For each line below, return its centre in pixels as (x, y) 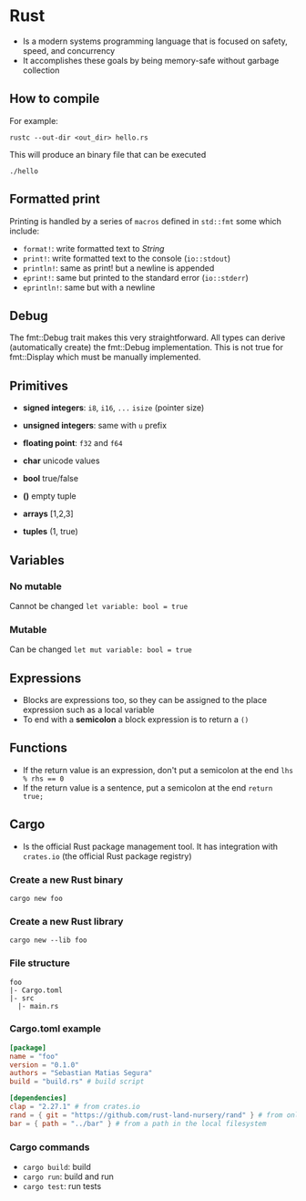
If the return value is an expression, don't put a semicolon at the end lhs (158, 770)
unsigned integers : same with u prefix (94, 426)
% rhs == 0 (43, 779)
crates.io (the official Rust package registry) (107, 856)
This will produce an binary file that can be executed (108, 154)
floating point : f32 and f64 (72, 443)
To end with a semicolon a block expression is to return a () (136, 719)
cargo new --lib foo (49, 940)
